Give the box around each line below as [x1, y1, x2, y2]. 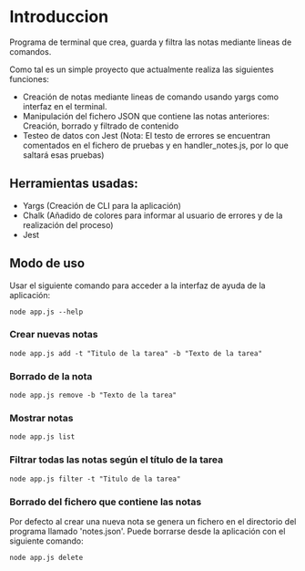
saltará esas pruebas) [22, 149, 105, 161]
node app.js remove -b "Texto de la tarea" [9, 390, 178, 400]
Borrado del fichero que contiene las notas [9, 495, 202, 508]
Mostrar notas [9, 412, 74, 425]
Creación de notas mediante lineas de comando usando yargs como [22, 91, 280, 102]
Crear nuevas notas [9, 328, 98, 341]
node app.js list [9, 432, 76, 441]
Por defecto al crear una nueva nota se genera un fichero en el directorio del [9, 516, 297, 527]
